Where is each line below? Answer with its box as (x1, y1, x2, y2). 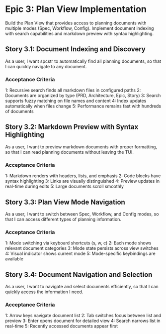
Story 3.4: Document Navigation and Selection (5, 270, 153, 279)
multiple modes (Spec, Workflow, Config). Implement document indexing (5, 25, 154, 31)
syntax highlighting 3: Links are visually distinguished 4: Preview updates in (5, 178, 160, 184)
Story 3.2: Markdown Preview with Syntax (5, 123, 139, 131)
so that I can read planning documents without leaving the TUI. (5, 149, 134, 155)
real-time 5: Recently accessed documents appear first (5, 323, 118, 329)
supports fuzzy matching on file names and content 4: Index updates (5, 98, 147, 104)
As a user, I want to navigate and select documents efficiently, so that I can (5, 284, 159, 290)
